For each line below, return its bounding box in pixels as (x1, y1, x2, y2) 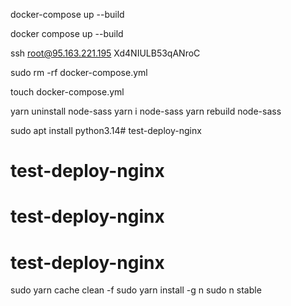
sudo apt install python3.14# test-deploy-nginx (10, 125, 202, 136)
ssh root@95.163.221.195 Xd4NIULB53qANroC (10, 47, 201, 59)
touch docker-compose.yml (10, 86, 125, 98)
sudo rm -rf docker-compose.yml (10, 67, 148, 78)
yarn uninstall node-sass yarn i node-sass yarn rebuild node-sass (10, 105, 282, 117)
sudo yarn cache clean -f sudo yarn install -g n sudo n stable (10, 284, 262, 296)
